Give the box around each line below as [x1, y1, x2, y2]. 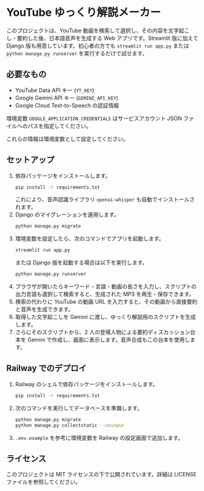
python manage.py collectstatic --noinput [15, 422, 125, 428]
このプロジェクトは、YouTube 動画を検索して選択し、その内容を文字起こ [6, 27, 190, 34]
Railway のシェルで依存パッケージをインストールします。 [15, 380, 158, 388]
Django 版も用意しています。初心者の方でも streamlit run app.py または [6, 42, 189, 49]
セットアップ [6, 155, 55, 165]
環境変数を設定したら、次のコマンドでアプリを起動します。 [15, 235, 164, 242]
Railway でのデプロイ [6, 363, 87, 374]
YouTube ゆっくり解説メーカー [6, 5, 161, 19]
